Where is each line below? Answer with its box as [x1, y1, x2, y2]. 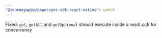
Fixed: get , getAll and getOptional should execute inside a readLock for [5, 21, 157, 27]
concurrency [5, 26, 32, 33]
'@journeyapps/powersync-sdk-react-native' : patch [5, 7, 115, 13]
